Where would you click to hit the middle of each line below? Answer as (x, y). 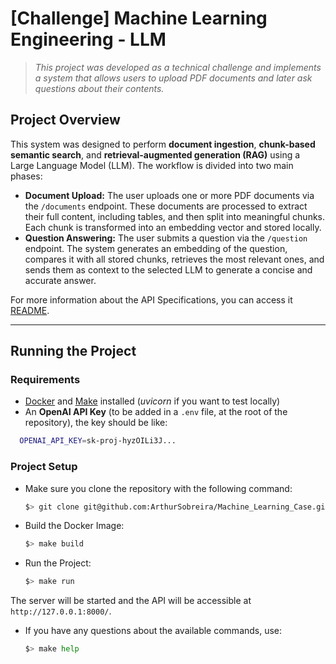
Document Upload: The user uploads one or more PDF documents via (169, 195)
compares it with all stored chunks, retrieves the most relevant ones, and (174, 259)
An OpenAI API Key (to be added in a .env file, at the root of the (156, 412)
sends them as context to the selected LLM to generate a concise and (168, 269)
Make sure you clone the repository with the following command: (158, 488)
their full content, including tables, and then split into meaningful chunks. (175, 216)
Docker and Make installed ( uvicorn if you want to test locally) (152, 401)
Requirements (45, 380)
